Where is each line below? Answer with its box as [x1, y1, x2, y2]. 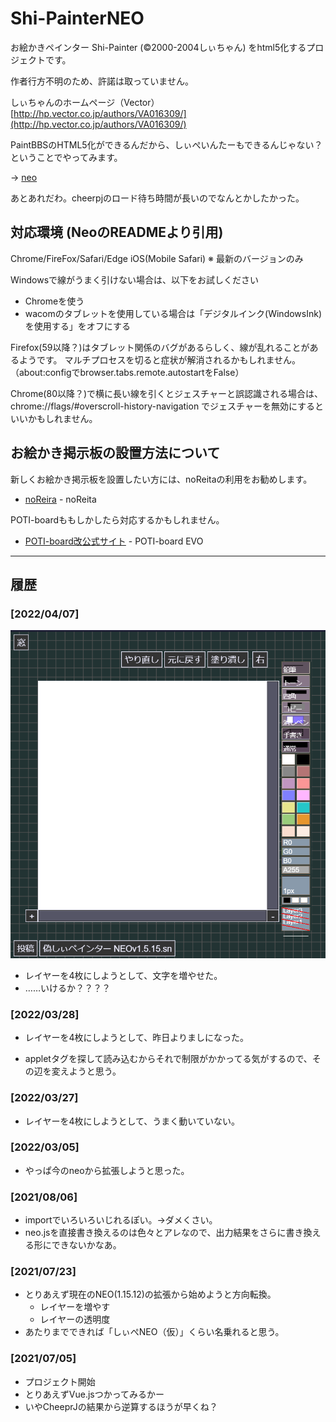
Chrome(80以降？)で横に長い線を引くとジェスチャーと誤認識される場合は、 [10, 387, 323, 399]
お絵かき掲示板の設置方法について [10, 445, 221, 462]
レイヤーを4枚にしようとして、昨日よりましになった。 [24, 1032, 250, 1044]
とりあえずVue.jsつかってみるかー [24, 1388, 165, 1400]
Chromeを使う [24, 295, 85, 307]
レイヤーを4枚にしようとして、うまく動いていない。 [24, 1115, 240, 1127]
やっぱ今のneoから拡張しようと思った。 [24, 1164, 190, 1176]
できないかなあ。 [51, 1239, 122, 1251]
